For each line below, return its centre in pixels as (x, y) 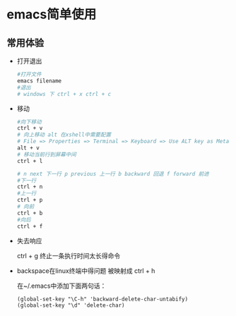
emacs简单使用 (52, 14)
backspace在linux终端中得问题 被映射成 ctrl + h (86, 271)
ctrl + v (30, 128)
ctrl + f (30, 226)
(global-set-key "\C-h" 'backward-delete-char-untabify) (102, 299)
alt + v (28, 148)
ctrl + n (30, 187)
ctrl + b (30, 213)
